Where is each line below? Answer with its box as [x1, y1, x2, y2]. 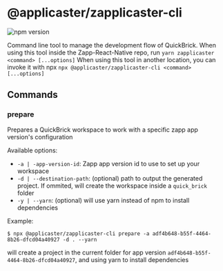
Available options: [7, 146, 58, 154]
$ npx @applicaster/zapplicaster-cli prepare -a [7, 230, 150, 237]
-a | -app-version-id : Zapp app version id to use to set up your [17, 159, 200, 168]
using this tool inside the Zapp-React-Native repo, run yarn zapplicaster [7, 48, 215, 57]
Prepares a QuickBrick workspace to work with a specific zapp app [7, 126, 199, 134]
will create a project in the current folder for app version [7, 248, 166, 257]
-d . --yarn [62, 236, 97, 243]
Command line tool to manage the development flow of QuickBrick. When [7, 41, 216, 49]
